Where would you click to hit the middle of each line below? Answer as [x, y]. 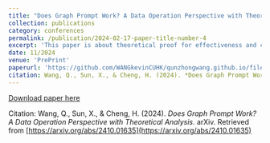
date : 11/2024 [32, 53]
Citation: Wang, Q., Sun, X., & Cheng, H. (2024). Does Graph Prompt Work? [133, 113]
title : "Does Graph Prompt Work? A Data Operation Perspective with [125, 16]
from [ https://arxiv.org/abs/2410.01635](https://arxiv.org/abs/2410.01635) [130, 130]
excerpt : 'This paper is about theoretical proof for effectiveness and [133, 46]
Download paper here [44, 97]
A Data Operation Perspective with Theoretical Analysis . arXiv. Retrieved [129, 121]
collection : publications [51, 23]
